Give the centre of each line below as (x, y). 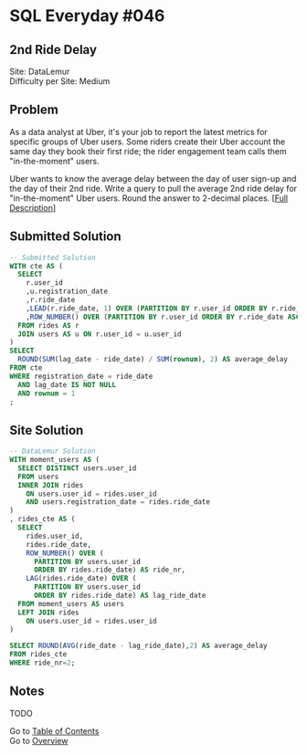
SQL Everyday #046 (87, 16)
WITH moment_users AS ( (55, 460)
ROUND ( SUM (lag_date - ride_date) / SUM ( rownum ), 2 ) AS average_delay (153, 360)
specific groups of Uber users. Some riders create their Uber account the (148, 142)
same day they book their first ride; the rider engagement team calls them (148, 151)
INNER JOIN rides (51, 485)
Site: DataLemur (40, 71)
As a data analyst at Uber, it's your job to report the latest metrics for (138, 131)
